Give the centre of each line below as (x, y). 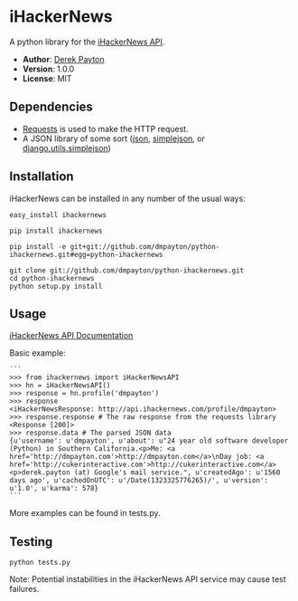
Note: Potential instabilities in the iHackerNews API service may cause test (148, 579)
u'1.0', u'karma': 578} (54, 489)
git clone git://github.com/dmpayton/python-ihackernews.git (127, 270)
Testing (31, 542)
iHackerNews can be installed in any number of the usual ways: (127, 198)
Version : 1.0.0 (48, 69)
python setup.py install (56, 286)
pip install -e (38, 246)
